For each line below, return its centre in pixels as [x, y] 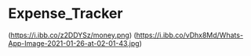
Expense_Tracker [65, 14]
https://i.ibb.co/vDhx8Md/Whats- [190, 35]
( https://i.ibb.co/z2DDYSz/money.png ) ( [73, 35]
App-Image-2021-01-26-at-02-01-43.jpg [74, 43]
